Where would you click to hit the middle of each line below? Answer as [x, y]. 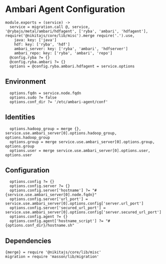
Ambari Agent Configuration [65, 9]
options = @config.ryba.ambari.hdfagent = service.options [72, 66]
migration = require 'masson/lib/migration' [52, 257]
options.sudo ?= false [33, 97]
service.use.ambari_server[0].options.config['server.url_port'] [74, 203]
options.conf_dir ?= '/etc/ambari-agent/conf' [59, 102]
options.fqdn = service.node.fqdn [45, 93]
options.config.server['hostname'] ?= [50, 190]
